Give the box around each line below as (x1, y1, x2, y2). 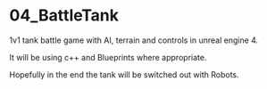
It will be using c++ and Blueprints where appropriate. (9, 52, 207, 62)
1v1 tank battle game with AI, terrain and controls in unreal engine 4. (9, 35, 259, 45)
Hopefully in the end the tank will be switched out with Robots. (9, 69, 239, 80)
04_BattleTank (9, 5, 119, 26)
